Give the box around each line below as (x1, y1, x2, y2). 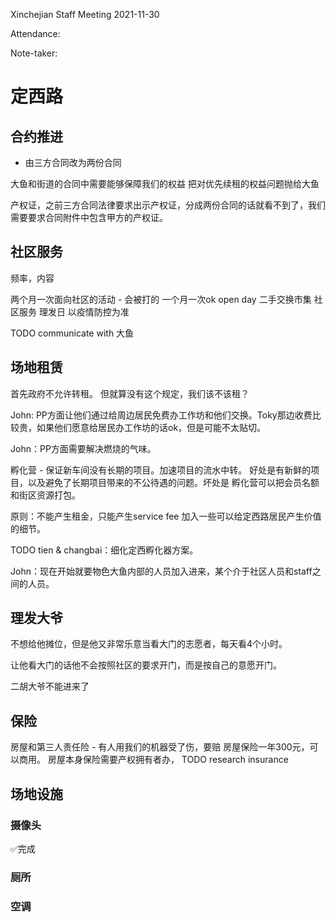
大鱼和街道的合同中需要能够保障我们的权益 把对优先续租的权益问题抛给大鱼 (10, 178, 320, 189)
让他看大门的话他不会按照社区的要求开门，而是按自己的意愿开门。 (10, 659, 282, 671)
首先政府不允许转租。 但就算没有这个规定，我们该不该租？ (10, 387, 250, 399)
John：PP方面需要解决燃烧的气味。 (10, 442, 157, 454)
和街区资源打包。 (10, 489, 81, 501)
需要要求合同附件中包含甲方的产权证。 (10, 212, 168, 223)
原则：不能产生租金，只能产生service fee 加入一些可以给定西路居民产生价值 (10, 510, 322, 522)
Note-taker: (10, 47, 58, 59)
